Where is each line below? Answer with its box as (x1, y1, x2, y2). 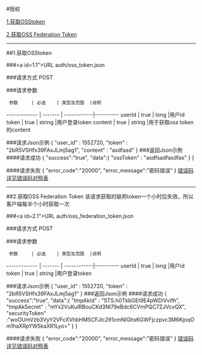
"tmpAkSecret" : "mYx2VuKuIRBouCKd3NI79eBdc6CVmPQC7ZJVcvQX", (6, 303, 186, 310)
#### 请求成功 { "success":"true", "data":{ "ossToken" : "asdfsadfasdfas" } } (6, 154, 195, 161)
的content (6, 126, 31, 133)
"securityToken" (6, 310, 47, 316)
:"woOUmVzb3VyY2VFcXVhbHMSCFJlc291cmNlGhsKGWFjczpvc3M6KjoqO (6, 316, 195, 323)
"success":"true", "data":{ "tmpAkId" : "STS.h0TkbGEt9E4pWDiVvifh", (6, 297, 180, 304)
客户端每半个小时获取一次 (6, 201, 70, 207)
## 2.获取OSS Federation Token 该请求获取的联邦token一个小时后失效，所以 (6, 193, 194, 200)
